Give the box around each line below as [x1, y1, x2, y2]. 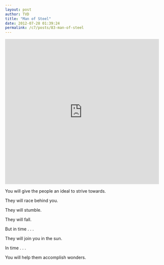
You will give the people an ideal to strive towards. [5, 188, 106, 194]
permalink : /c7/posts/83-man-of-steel [5, 25, 84, 30]
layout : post [5, 7, 32, 12]
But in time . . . [5, 226, 34, 232]
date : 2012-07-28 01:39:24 [5, 21, 60, 26]
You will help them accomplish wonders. [5, 255, 86, 261]
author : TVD [5, 12, 29, 17]
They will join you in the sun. [5, 236, 62, 242]
